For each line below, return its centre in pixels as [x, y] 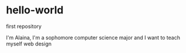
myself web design [29, 44]
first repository [24, 26]
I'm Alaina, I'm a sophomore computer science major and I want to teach [93, 37]
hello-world [35, 10]
